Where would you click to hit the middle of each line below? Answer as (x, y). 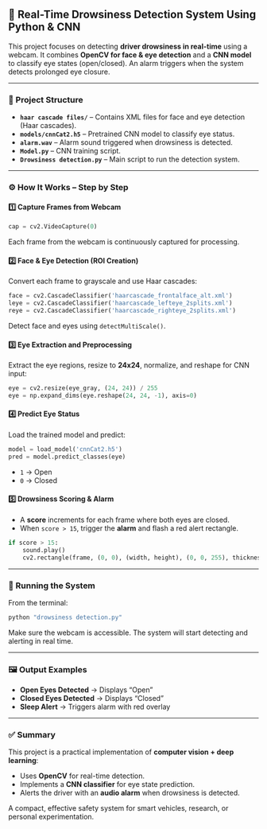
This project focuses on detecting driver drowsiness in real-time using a (128, 46)
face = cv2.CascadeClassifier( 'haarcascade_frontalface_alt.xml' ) (120, 296)
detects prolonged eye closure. (59, 72)
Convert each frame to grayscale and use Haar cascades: (103, 281)
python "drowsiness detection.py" (66, 617)
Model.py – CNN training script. (70, 151)
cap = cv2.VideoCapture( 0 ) (53, 227)
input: (18, 374)
